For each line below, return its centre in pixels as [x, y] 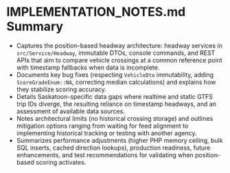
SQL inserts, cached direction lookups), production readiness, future [113, 148]
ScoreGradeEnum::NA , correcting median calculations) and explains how [116, 82]
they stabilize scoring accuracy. [61, 89]
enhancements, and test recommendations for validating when [105, 154]
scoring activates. [61, 162]
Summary [35, 26]
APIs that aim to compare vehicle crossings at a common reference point [119, 60]
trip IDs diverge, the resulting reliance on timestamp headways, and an [116, 104]
